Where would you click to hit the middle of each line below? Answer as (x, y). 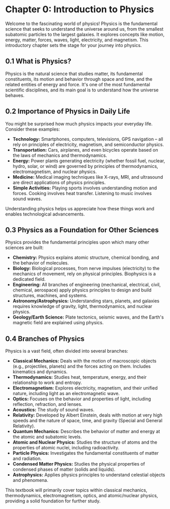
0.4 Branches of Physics (45, 339)
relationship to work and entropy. (47, 383)
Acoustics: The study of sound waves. (53, 410)
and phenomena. (30, 480)
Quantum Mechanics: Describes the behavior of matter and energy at (86, 431)
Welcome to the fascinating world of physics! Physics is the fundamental (81, 23)
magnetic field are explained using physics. (58, 323)
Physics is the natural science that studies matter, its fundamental (74, 74)
